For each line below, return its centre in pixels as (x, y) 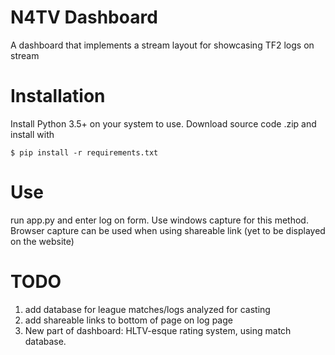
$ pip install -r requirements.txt (84, 152)
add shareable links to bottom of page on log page (128, 320)
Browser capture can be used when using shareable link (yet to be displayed (168, 230)
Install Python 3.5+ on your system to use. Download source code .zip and (163, 123)
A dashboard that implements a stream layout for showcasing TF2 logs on (162, 45)
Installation (58, 96)
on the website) (42, 241)
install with (32, 134)
